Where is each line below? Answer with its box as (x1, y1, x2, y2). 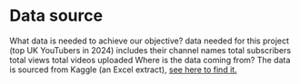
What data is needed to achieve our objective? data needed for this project (9, 35, 289, 46)
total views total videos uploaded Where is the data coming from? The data (9, 54, 291, 65)
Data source (9, 5, 103, 26)
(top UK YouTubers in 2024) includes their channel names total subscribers (9, 44, 292, 55)
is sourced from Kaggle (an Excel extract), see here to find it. (9, 64, 238, 75)
